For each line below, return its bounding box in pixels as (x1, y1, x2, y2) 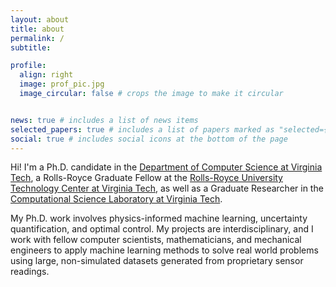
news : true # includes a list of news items (10, 115, 199, 125)
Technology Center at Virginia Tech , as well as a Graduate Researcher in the (10, 182, 324, 195)
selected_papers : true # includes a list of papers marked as (10, 124, 275, 135)
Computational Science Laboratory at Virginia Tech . (10, 193, 223, 205)
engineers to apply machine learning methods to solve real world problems (10, 244, 319, 256)
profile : (10, 61, 47, 71)
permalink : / (10, 33, 65, 43)
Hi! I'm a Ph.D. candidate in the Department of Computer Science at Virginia (10, 161, 323, 173)
